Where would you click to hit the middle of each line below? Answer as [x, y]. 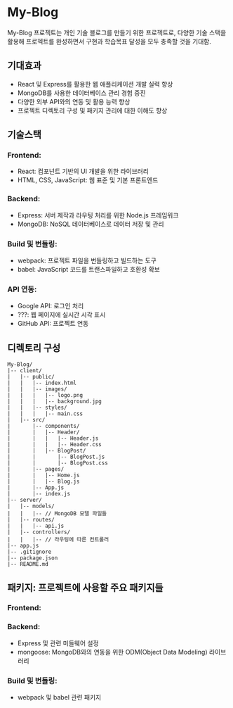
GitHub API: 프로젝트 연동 [53, 324]
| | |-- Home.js [44, 476]
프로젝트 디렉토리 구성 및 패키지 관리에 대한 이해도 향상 [92, 110]
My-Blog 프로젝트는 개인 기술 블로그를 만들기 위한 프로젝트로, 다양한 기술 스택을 [117, 32]
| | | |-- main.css [45, 414]
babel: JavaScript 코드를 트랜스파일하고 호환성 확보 [88, 270]
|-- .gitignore [29, 552]
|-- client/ [25, 371]
